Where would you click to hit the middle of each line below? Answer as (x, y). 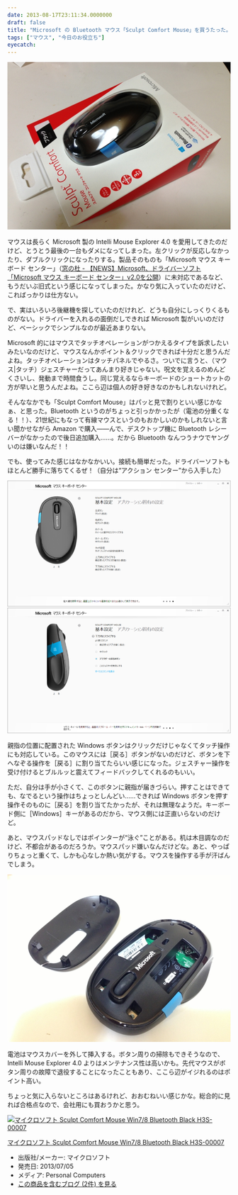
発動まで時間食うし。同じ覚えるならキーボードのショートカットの (134, 378)
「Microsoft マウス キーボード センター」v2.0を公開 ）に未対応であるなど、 (117, 277)
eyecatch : (22, 45)
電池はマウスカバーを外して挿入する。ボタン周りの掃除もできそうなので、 (116, 1054)
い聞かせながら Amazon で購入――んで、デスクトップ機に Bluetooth (107, 429)
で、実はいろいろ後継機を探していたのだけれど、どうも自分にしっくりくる (116, 310)
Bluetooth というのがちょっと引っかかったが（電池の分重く (137, 411)
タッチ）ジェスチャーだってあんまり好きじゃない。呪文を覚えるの (111, 369)
